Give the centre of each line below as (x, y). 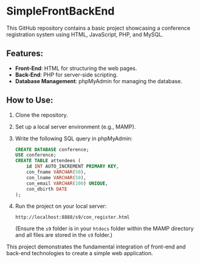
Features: (25, 54)
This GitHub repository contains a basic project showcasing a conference (98, 28)
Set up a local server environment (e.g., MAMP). (75, 126)
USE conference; (36, 155)
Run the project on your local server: (61, 206)
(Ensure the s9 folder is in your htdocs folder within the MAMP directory (104, 228)
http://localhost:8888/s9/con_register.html (72, 217)
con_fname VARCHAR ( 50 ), (56, 172)
